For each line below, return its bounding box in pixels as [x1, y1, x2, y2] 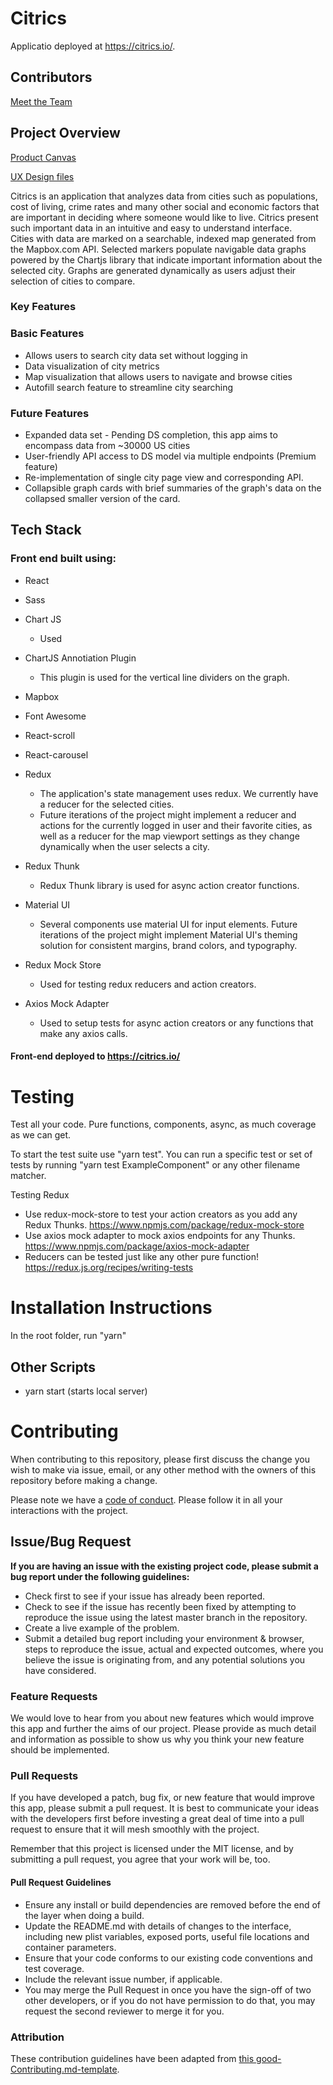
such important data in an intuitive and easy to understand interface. [10, 222, 293, 234]
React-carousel [24, 748, 89, 761]
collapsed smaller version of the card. [24, 493, 181, 505]
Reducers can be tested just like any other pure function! [24, 1251, 259, 1263]
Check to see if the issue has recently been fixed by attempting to [24, 1600, 297, 1612]
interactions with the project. [10, 1504, 129, 1516]
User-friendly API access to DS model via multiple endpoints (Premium [24, 450, 317, 462]
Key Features [10, 300, 77, 314]
